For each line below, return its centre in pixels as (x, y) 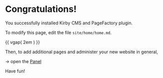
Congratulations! (41, 9)
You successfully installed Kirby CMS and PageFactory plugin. (69, 23)
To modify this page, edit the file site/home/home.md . (58, 32)
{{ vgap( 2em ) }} (23, 42)
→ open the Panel (23, 61)
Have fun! (15, 71)
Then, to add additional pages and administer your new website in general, (81, 52)
